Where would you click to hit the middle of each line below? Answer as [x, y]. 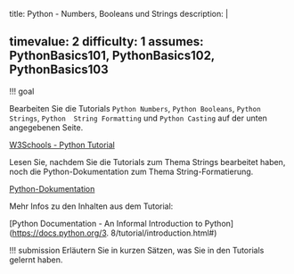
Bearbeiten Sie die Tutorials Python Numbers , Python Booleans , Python [135, 108]
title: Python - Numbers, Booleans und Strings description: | [119, 14]
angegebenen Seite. [46, 127]
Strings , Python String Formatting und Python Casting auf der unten [138, 118]
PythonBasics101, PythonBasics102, [112, 56]
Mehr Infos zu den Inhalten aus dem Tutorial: [91, 206]
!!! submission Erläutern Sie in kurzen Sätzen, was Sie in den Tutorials [137, 250]
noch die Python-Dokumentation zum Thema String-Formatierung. [131, 171]
